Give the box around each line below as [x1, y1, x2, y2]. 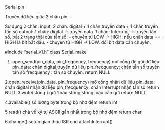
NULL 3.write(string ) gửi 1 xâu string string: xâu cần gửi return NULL [5, 90, 146, 95]
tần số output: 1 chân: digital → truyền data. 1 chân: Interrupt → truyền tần [5, 29, 157, 34]
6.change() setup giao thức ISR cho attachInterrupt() [5, 119, 113, 124]
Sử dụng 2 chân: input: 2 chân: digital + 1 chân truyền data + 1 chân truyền [5, 23, 158, 29]
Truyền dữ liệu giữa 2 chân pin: [5, 14, 69, 19]
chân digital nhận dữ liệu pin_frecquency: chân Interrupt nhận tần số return [5, 84, 159, 90]
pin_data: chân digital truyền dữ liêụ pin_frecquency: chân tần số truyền [12, 64, 160, 70]
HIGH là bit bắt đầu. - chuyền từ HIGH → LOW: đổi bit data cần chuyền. [5, 39, 151, 45]
